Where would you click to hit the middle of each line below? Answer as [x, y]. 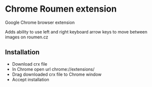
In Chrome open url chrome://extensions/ [53, 69]
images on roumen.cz [27, 37]
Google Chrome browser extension [40, 22]
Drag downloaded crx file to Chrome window [57, 74]
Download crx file [30, 64]
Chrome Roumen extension [61, 9]
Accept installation [30, 79]
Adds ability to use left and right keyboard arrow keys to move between [76, 32]
